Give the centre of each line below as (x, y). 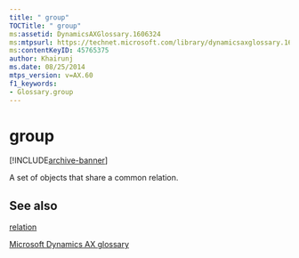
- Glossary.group (41, 92)
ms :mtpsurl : (31, 42)
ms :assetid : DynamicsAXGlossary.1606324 (85, 34)
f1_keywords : (33, 84)
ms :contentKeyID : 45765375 (59, 51)
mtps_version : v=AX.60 (51, 76)
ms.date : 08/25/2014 (48, 68)
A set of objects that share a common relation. (94, 178)
